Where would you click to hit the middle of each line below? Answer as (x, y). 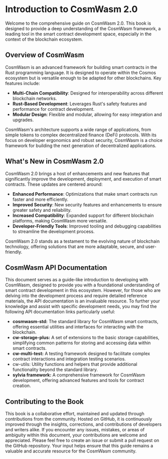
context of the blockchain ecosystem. (44, 39)
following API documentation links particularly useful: (60, 312)
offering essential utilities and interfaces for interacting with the (78, 327)
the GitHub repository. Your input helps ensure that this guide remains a (79, 446)
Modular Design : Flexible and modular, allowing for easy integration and (87, 114)
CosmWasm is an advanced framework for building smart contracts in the (81, 67)
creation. (22, 386)
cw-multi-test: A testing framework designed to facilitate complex (81, 354)
